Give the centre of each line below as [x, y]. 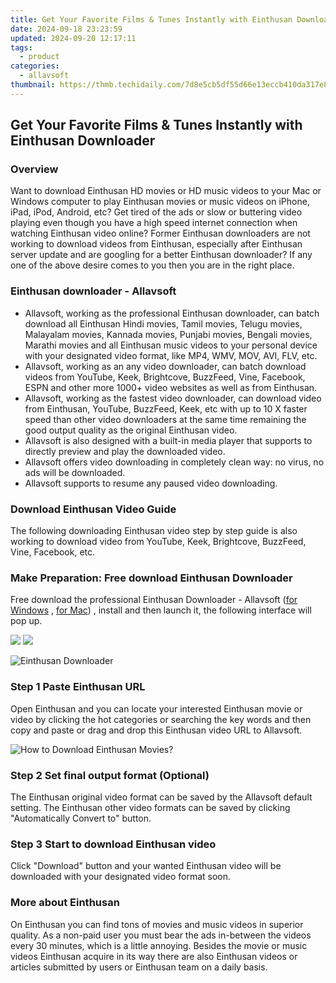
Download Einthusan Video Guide [93, 509]
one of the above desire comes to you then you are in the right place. [152, 265]
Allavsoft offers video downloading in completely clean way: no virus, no [174, 462]
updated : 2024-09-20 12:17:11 [73, 38]
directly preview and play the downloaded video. [125, 451]
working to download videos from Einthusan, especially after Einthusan [156, 244]
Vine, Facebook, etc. [53, 552]
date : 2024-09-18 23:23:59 [66, 29]
